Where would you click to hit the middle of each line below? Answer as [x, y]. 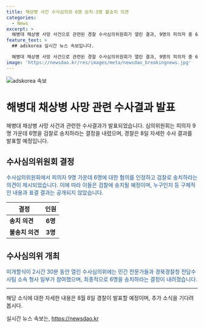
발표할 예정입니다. [28, 141]
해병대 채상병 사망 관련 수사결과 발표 [91, 107]
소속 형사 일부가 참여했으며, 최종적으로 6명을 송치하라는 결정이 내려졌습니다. [107, 279]
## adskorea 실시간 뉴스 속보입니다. [53, 46]
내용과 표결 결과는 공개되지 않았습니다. [58, 193]
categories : [21, 18]
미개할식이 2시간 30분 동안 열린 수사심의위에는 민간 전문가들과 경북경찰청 [93, 272]
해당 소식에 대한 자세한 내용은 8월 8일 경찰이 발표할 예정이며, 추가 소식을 [92, 298]
